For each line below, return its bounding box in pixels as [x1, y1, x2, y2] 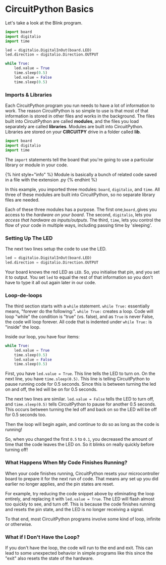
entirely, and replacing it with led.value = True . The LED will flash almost [5, 496, 155, 502]
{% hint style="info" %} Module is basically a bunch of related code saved [5, 171, 157, 177]
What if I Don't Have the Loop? [5, 533, 80, 540]
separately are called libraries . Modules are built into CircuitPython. [5, 123, 144, 129]
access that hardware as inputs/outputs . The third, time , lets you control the [5, 217, 161, 223]
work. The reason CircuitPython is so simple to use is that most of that [5, 107, 149, 113]
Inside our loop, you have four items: [5, 333, 80, 340]
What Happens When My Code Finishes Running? [5, 459, 128, 466]
